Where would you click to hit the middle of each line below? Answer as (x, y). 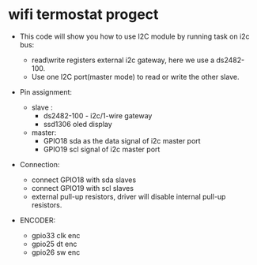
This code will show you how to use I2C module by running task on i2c (135, 36)
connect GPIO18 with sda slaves (84, 180)
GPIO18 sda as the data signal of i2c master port (122, 140)
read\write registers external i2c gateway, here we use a (123, 60)
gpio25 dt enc (54, 244)
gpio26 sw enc (56, 252)
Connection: (40, 164)
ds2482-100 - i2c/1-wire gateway (98, 115)
